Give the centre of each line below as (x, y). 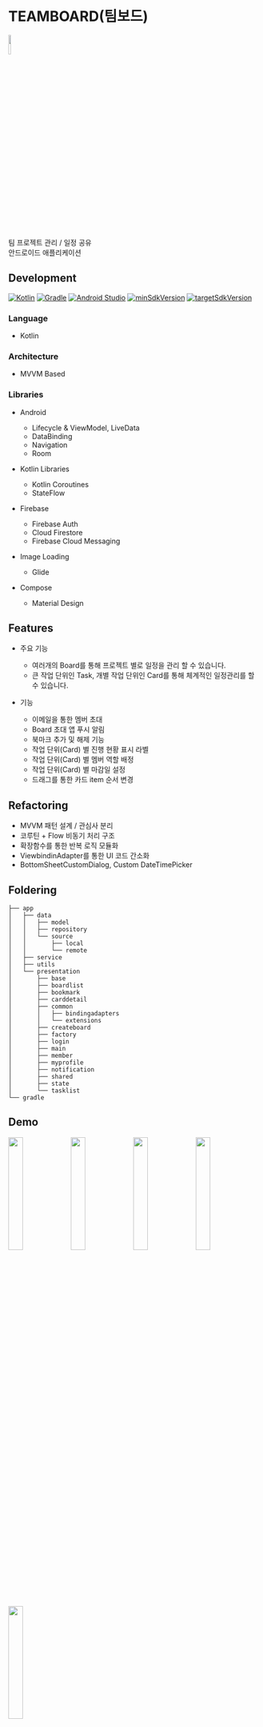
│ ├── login (39, 1042)
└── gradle (26, 1098)
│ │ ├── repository (48, 930)
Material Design (58, 603)
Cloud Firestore (57, 532)
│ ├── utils (32, 965)
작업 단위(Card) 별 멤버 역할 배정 (83, 760)
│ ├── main (37, 1049)
